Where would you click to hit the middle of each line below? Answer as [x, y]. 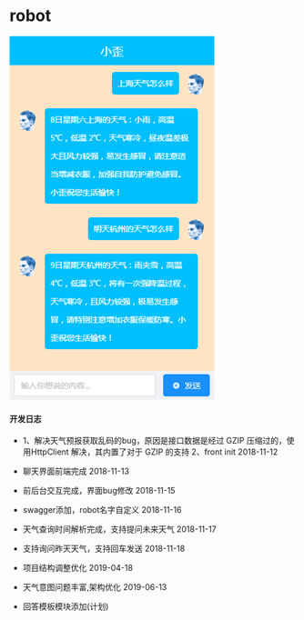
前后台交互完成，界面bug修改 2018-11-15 [99, 491]
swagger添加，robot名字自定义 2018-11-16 [102, 510]
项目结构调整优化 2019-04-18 [78, 568]
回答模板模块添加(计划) [66, 606]
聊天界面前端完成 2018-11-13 [76, 471]
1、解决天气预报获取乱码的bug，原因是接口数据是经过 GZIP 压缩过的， [154, 441]
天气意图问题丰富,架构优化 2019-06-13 [95, 587]
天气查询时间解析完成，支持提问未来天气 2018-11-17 [119, 529]
